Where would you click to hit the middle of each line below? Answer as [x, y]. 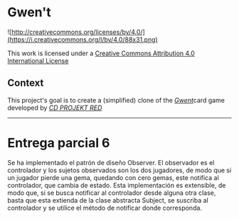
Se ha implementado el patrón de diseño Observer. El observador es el [111, 162]
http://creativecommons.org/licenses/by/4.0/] [79, 32]
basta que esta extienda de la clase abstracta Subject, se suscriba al [108, 200]
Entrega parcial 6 [59, 143]
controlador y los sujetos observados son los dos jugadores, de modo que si [119, 170]
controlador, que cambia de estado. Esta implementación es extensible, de [117, 185]
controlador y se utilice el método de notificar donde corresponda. [105, 208]
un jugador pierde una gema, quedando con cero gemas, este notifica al [113, 177]
